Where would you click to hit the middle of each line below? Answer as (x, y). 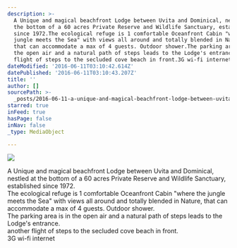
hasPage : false (30, 118)
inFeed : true (26, 112)
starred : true (28, 106)
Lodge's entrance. (34, 223)
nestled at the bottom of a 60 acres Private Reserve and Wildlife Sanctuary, (117, 179)
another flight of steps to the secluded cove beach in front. (93, 231)
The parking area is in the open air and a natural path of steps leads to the (115, 216)
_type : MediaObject (36, 132)
